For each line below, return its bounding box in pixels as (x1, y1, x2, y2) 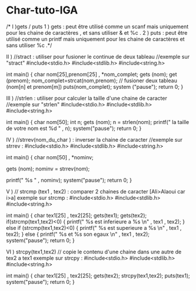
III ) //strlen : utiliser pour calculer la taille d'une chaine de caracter (6, 95, 168, 102)
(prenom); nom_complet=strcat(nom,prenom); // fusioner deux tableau (6, 77, 178, 84)
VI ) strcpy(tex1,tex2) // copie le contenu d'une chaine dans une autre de (6, 248, 182, 255)
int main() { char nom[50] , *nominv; (6, 153, 94, 160)
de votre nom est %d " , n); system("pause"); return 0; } (6, 125, 142, 132)
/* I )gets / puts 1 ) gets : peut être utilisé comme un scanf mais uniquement (6, 23, 189, 30)
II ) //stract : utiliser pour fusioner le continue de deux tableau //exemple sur (6, 53, 190, 60)
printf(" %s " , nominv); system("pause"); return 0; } (6, 176, 132, 183)
